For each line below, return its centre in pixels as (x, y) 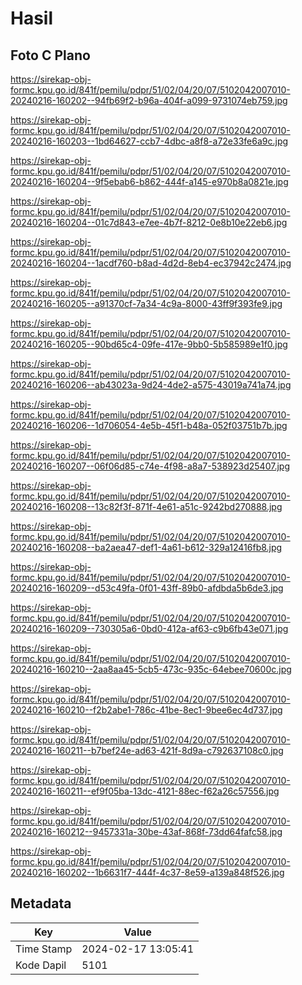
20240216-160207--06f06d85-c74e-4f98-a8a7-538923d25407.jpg (150, 466)
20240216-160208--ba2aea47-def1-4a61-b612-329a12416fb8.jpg (146, 547)
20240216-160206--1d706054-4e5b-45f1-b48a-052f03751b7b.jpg (149, 425)
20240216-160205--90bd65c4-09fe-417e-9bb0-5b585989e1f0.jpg (149, 344)
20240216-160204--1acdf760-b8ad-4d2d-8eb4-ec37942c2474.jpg (151, 263)
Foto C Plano (50, 55)
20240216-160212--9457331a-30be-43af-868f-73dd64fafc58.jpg (146, 831)
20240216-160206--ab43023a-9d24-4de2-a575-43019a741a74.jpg (151, 385)
